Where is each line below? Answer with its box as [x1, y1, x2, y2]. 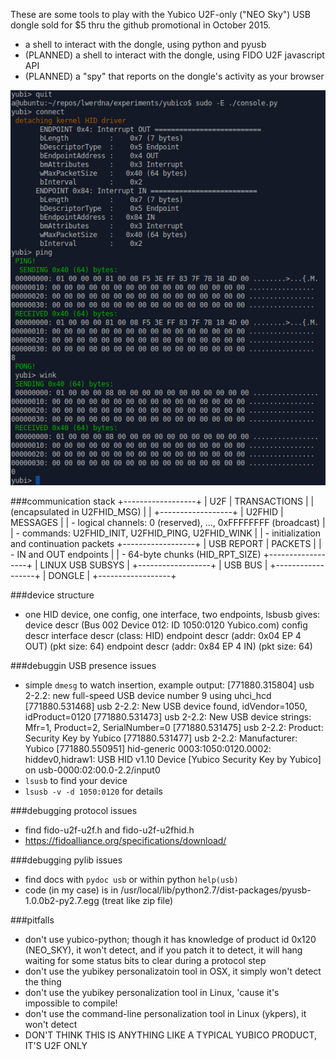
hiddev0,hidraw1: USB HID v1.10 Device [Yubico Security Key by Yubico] [24, 754, 322, 766]
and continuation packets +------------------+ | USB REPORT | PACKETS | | [10, 538, 322, 550]
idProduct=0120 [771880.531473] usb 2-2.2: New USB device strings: [24, 711, 312, 723]
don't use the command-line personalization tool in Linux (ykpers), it [24, 1008, 307, 1020]
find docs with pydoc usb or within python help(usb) [24, 874, 239, 886]
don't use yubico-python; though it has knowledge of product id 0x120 [24, 934, 317, 946]
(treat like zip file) [101, 895, 174, 907]
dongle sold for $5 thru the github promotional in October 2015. [10, 19, 272, 31]
